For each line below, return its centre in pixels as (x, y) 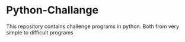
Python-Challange (52, 10)
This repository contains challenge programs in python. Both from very (93, 26)
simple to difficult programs (40, 32)
